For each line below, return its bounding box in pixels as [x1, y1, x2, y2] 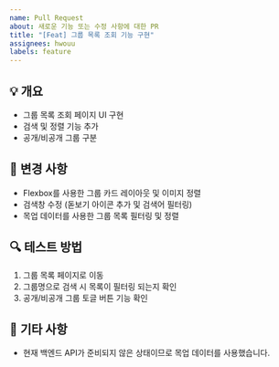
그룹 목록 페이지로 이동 [22, 269, 104, 280]
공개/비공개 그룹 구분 [22, 131, 98, 142]
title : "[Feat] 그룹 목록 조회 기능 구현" [9, 30, 155, 39]
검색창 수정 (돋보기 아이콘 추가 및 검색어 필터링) [22, 198, 193, 210]
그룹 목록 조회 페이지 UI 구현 [22, 109, 124, 120]
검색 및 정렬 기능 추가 [22, 121, 99, 131]
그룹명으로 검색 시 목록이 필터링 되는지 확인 [22, 280, 177, 292]
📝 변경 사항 [9, 162, 69, 177]
